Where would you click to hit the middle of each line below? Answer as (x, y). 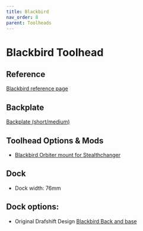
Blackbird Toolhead (55, 52)
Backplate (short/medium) (38, 122)
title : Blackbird (28, 12)
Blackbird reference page (37, 89)
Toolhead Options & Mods (55, 141)
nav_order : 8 (22, 17)
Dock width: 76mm (38, 188)
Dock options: (33, 207)
